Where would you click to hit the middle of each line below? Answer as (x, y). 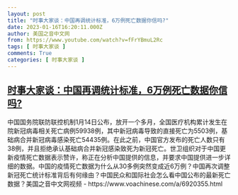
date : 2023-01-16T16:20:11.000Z (55, 27)
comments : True (30, 54)
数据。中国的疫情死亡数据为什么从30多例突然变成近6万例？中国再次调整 (125, 166)
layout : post (27, 14)
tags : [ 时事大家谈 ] (36, 47)
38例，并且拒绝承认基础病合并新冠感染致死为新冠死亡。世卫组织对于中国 (114, 148)
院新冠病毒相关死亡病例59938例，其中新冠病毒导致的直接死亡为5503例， (114, 131)
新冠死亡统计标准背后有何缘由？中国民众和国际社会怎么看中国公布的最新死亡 (119, 175)
